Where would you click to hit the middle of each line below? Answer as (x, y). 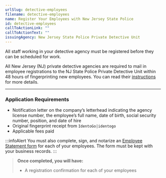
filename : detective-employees (37, 14)
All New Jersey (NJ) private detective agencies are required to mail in (76, 66)
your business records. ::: (31, 151)
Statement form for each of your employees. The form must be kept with (79, 146)
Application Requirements (37, 99)
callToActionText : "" (27, 33)
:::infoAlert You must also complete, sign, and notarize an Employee (74, 141)
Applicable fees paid (33, 131)
